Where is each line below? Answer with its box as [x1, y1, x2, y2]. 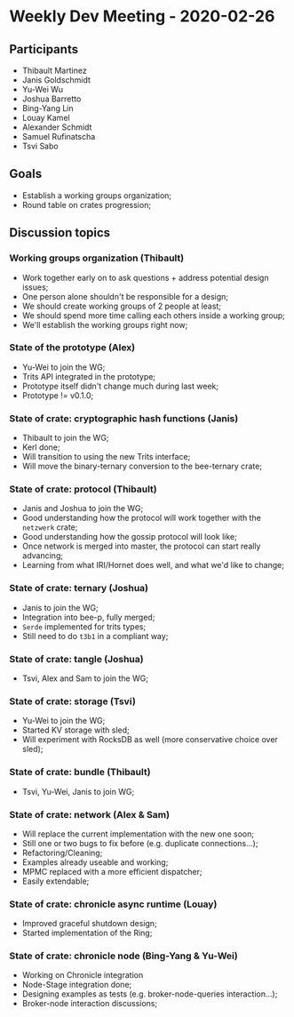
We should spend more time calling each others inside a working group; [21, 309, 286, 321]
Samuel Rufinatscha [21, 132, 96, 141]
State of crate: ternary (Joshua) [9, 582, 149, 595]
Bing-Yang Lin [21, 103, 74, 113]
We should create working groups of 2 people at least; [21, 300, 222, 311]
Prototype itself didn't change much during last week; [21, 380, 219, 391]
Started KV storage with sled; [21, 725, 131, 735]
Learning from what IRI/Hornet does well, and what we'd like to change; [21, 560, 284, 571]
